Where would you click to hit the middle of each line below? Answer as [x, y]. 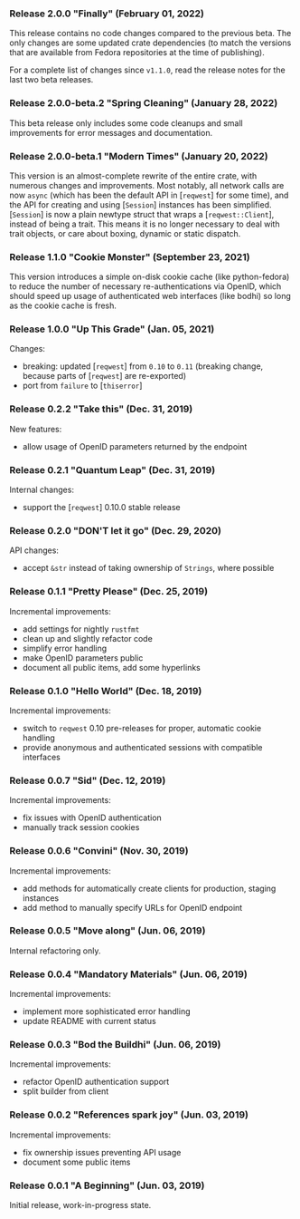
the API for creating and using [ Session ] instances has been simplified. [141, 204]
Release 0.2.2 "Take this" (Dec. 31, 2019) [101, 409]
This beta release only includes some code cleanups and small [126, 123]
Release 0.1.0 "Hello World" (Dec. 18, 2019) [106, 691]
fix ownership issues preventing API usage [102, 1152]
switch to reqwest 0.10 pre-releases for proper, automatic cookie [142, 728]
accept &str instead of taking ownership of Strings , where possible [148, 568]
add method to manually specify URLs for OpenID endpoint [132, 907]
